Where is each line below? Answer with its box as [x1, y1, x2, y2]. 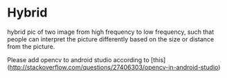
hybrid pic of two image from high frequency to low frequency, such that [7, 28, 215, 36]
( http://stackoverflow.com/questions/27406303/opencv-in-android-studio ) [7, 63, 221, 71]
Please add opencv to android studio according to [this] [7, 55, 166, 64]
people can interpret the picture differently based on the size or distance [7, 35, 215, 43]
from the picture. [7, 42, 55, 50]
